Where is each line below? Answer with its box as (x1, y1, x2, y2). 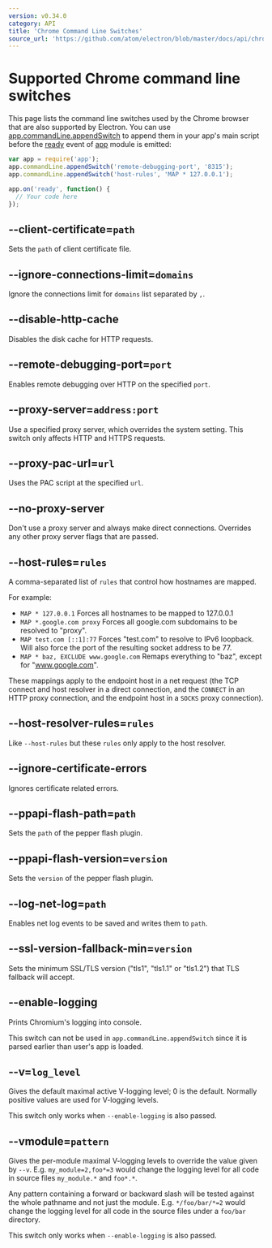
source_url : (8, 34, 49, 43)
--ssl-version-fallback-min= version (8, 942, 193, 956)
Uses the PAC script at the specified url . (8, 478, 144, 488)
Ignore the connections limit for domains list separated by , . (8, 289, 205, 299)
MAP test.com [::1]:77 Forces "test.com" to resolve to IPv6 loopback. (19, 634, 254, 644)
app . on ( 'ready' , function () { (8, 184, 111, 193)
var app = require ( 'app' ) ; (8, 155, 100, 163)
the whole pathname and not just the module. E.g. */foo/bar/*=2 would (8, 1198, 245, 1207)
